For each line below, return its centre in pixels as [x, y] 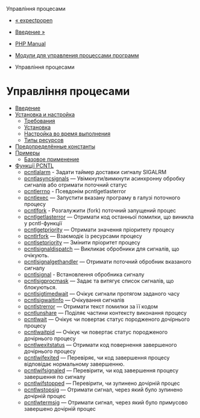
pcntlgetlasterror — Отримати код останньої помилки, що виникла [109, 217]
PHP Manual [30, 44]
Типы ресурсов [44, 140]
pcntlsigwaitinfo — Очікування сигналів [74, 300]
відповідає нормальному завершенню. [74, 364]
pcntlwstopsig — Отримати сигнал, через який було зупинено [103, 389]
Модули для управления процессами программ [77, 55]
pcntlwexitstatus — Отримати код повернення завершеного [100, 345]
